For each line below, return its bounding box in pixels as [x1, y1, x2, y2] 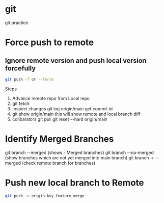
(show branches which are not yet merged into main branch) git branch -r [5, 154, 154, 160]
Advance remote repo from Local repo [12, 95, 90, 101]
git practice [5, 20, 28, 25]
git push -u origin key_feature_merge [5, 193, 84, 198]
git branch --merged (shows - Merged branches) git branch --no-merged [5, 150, 154, 155]
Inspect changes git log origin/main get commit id [12, 105, 113, 111]
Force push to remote [5, 37, 94, 48]
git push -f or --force [5, 77, 54, 82]
